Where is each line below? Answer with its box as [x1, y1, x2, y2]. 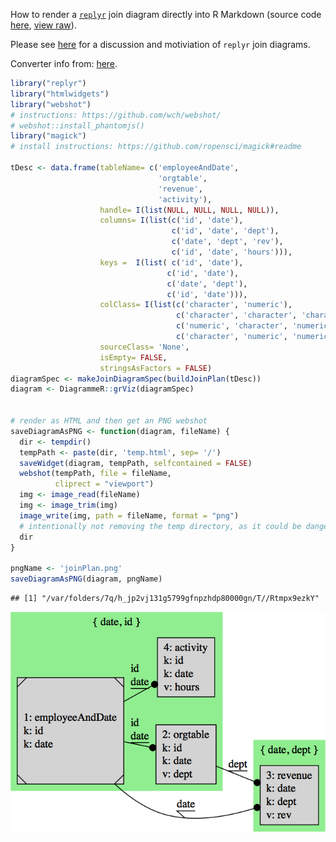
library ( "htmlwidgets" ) [10, 89, 110, 99]
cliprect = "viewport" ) [54, 479, 155, 489]
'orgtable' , [158, 173, 208, 183]
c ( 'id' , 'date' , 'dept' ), [171, 226, 280, 236]
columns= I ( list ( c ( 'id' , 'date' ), [99, 215, 244, 226]
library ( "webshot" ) [10, 99, 92, 109]
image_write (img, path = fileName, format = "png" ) [19, 510, 240, 521]
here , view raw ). [10, 19, 77, 31]
